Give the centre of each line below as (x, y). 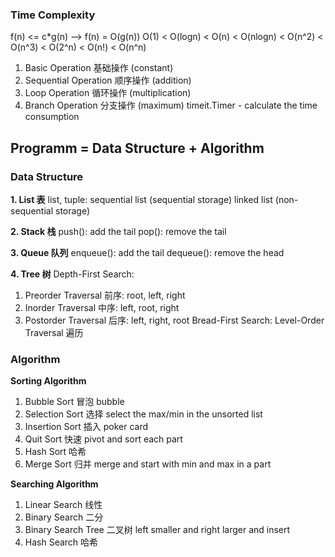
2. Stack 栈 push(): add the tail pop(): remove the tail (118, 231)
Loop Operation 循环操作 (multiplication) (108, 93)
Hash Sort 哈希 (55, 452)
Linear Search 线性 (63, 505)
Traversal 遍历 (54, 332)
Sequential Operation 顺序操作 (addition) (108, 80)
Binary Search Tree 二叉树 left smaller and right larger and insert (157, 530)
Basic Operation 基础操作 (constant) (99, 68)
